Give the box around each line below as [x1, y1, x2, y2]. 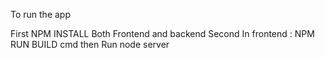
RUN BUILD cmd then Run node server [10, 39, 170, 50]
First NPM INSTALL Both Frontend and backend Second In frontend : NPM [10, 28, 315, 39]
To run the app [10, 9, 71, 20]
